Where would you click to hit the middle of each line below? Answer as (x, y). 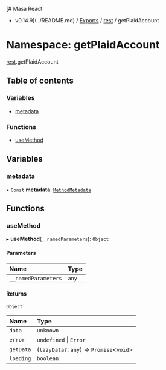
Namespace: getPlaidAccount (83, 45)
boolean (48, 358)
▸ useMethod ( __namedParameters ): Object (58, 239)
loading (20, 358)
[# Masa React (24, 9)
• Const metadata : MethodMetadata (49, 190)
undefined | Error (61, 340)
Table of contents (40, 81)
